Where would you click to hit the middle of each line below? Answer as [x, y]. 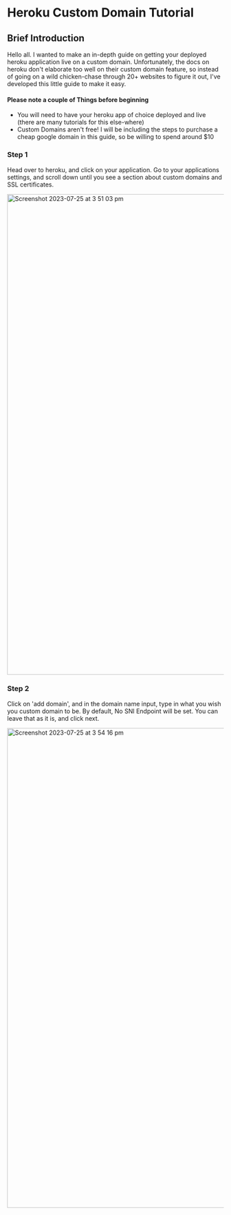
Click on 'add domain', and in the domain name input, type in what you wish [114, 704]
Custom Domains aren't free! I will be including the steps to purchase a [117, 129]
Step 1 [18, 155]
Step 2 [18, 688]
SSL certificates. [31, 184]
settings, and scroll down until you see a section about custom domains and [114, 177]
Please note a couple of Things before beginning [78, 99]
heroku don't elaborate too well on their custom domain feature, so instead [113, 69]
